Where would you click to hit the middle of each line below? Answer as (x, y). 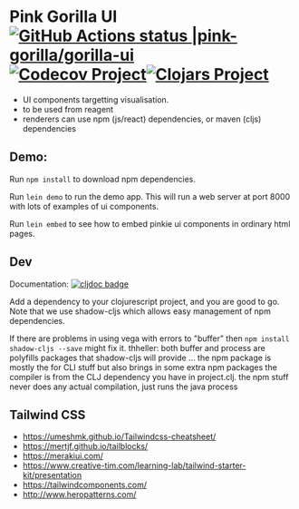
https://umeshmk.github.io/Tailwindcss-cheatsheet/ (119, 436)
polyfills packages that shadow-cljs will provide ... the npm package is (140, 357)
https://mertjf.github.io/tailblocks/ (85, 446)
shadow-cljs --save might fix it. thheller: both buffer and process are (137, 347)
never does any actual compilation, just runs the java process (124, 387)
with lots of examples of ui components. (84, 206)
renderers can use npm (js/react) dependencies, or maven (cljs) (142, 119)
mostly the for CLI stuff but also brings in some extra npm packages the (144, 367)
